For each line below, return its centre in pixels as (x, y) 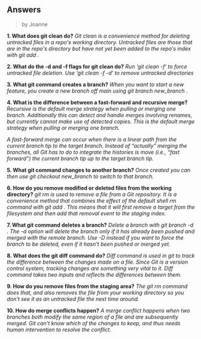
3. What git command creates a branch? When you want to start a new (95, 84)
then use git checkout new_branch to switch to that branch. (80, 176)
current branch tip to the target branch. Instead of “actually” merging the (97, 145)
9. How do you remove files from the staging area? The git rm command (97, 286)
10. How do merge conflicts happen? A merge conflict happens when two (98, 310)
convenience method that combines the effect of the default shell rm (92, 200)
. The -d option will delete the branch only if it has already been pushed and (101, 231)
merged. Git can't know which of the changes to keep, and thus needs (94, 323)
